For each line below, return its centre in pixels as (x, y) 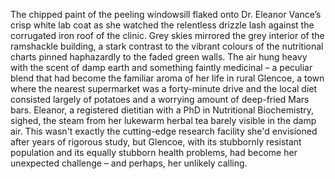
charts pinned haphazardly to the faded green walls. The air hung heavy (159, 57)
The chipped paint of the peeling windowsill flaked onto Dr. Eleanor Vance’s (166, 14)
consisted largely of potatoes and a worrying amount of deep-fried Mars (160, 99)
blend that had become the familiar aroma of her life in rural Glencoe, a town (167, 78)
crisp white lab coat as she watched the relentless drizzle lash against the (162, 25)
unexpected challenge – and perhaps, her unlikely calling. (129, 163)
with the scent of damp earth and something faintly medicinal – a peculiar (161, 67)
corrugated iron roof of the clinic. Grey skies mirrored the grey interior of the (167, 35)
